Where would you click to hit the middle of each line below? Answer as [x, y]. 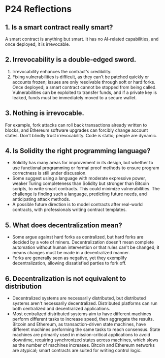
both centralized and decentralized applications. [61, 309]
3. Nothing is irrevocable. [45, 113]
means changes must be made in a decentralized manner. [71, 253]
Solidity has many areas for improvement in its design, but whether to [83, 163]
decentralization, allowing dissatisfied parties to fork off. [69, 263]
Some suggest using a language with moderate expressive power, [79, 179]
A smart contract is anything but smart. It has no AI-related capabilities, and [82, 39]
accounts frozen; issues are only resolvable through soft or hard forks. [84, 82]
